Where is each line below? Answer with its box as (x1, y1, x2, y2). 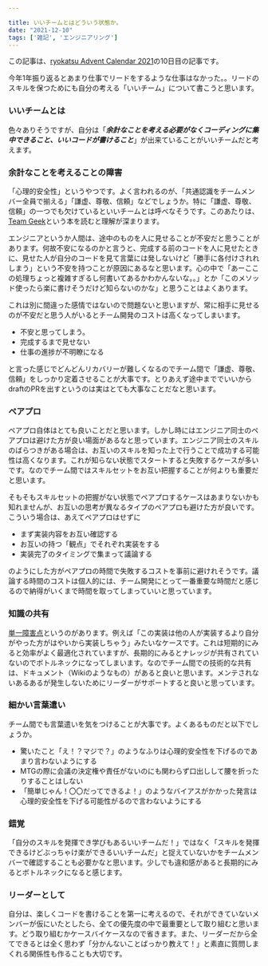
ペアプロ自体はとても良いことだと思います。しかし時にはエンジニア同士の (8, 426, 252, 435)
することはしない (26, 776, 84, 786)
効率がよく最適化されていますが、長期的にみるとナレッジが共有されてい (22, 647, 259, 657)
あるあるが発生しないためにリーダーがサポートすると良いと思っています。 (14, 678, 259, 687)
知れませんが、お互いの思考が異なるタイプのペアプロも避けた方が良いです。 (8, 502, 259, 512)
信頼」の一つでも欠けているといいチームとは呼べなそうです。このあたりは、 (8, 206, 259, 216)
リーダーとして (8, 889, 66, 901)
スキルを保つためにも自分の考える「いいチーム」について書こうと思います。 (8, 83, 259, 93)
